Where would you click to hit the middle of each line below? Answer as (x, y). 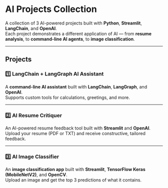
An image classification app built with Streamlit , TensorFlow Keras (75, 169)
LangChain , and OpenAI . (31, 28)
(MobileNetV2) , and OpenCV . (36, 175)
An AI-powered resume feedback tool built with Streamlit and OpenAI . (78, 128)
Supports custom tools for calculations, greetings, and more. (67, 97)
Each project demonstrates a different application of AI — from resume (78, 33)
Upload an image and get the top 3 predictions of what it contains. (73, 180)
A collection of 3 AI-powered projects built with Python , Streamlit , (74, 23)
